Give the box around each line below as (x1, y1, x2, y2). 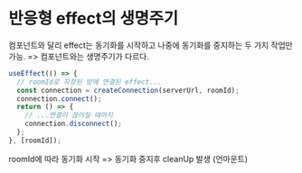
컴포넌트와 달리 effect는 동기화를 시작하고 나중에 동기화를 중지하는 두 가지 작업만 (8, 40, 293, 50)
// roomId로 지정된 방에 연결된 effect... (16, 77, 162, 86)
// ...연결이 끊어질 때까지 (24, 111, 114, 120)
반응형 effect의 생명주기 (8, 8, 178, 29)
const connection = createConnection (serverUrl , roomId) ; (16, 86, 241, 95)
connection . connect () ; (16, 94, 102, 104)
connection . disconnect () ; (24, 119, 123, 129)
